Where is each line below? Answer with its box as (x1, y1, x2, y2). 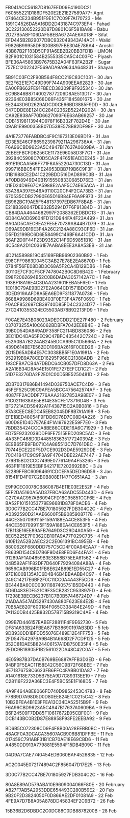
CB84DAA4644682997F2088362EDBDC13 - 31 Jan (5, 210, 114, 216)
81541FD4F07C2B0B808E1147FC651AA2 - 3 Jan (5, 474, 107, 480)
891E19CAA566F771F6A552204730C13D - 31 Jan (5, 161, 110, 166)
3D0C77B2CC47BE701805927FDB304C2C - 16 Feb (5, 772, 114, 777)
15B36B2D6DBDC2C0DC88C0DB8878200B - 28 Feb (5, 808, 117, 814)
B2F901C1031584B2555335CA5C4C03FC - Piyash (5, 53, 112, 60)
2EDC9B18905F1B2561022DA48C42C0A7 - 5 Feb (5, 647, 110, 652)
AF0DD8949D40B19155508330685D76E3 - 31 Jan (5, 177, 112, 183)
